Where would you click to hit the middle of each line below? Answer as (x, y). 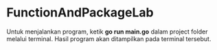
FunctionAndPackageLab (80, 13)
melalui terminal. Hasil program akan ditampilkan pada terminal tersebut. (109, 38)
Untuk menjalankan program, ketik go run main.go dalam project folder (107, 32)
